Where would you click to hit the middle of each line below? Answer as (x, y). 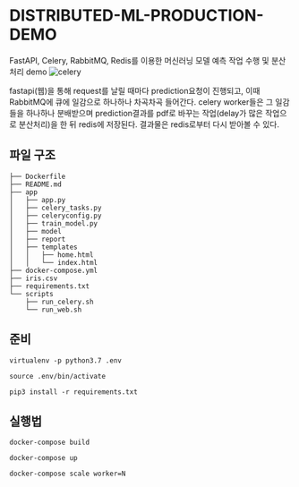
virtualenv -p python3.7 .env (66, 360)
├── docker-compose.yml (54, 270)
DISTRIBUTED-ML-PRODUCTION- (137, 16)
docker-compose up (43, 458)
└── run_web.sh (54, 310)
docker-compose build (50, 443)
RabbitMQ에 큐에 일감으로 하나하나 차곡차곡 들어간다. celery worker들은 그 (141, 102)
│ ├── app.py (38, 200)
